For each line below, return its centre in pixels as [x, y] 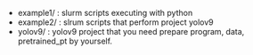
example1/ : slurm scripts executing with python [105, 13]
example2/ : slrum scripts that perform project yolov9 [115, 22]
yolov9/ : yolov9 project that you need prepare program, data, [131, 31]
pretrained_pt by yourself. [65, 41]
